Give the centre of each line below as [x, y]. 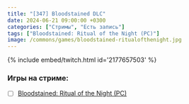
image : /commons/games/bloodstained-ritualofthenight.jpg [94, 40]
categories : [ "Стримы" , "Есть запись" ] [66, 27]
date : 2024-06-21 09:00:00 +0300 [57, 20]
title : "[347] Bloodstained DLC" [57, 14]
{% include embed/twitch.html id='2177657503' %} [82, 60]
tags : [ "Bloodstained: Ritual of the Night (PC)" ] [84, 33]
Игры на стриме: [38, 78]
